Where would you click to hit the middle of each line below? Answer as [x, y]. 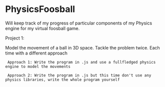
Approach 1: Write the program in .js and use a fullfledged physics [81, 62]
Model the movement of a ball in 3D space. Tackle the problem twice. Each [83, 47]
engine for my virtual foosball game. [42, 28]
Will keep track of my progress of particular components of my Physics [79, 23]
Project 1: [15, 38]
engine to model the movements [38, 66]
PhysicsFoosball [40, 9]
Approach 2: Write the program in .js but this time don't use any [79, 75]
